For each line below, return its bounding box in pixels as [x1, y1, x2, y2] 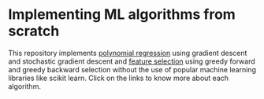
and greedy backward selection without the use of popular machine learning [8, 64, 256, 74]
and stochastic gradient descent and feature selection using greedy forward [8, 57, 255, 66]
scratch [8, 22, 60, 40]
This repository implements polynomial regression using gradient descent [8, 48, 247, 57]
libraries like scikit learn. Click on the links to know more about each [8, 73, 229, 82]
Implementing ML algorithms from [8, 5, 236, 24]
